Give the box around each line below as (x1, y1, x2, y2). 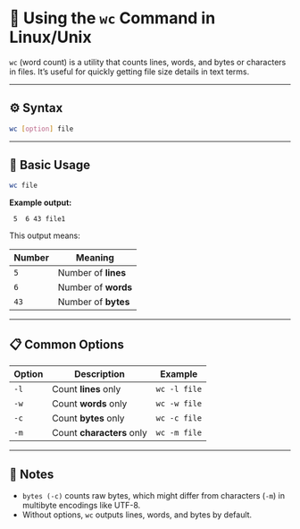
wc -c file (155, 414, 203, 423)
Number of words (57, 281, 133, 294)
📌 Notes (9, 466, 54, 482)
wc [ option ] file (9, 124, 74, 133)
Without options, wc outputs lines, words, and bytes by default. (21, 509, 253, 520)
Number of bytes (57, 295, 130, 308)
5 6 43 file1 (12, 215, 66, 224)
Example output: (9, 197, 72, 209)
